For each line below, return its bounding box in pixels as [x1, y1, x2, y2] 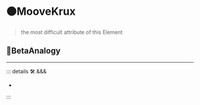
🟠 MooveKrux [6, 5, 76, 18]
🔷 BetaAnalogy [6, 46, 61, 56]
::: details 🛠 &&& [6, 67, 47, 75]
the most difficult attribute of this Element [20, 28, 123, 36]
